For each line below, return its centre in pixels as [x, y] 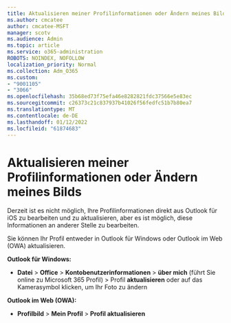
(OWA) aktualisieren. [36, 246]
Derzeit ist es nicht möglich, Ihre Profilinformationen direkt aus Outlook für [112, 211]
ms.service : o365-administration [55, 52]
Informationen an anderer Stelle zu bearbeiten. [73, 225]
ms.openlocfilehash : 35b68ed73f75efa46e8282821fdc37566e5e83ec [100, 97]
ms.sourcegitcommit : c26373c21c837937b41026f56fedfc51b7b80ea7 [100, 103]
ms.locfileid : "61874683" [44, 129]
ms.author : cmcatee [35, 20]
